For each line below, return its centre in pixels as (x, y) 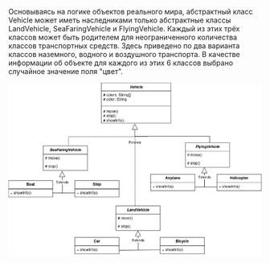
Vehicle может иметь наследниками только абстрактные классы (120, 20)
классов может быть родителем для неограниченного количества (123, 37)
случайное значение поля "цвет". (65, 71)
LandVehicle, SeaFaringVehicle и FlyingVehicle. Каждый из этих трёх (124, 29)
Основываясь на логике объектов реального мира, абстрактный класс (131, 12)
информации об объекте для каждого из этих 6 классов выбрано (121, 63)
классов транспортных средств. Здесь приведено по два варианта (124, 46)
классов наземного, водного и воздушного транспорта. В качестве (124, 54)
